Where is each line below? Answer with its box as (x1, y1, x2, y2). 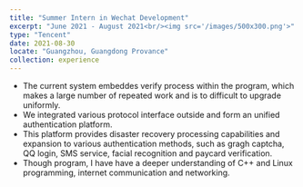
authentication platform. (22, 119, 113, 130)
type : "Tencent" (9, 30, 71, 39)
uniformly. (22, 100, 61, 110)
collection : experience (9, 55, 100, 64)
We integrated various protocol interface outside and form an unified (22, 110, 280, 120)
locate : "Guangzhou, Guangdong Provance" (9, 47, 169, 56)
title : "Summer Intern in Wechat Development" (9, 13, 189, 23)
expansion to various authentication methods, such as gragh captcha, (22, 138, 285, 149)
